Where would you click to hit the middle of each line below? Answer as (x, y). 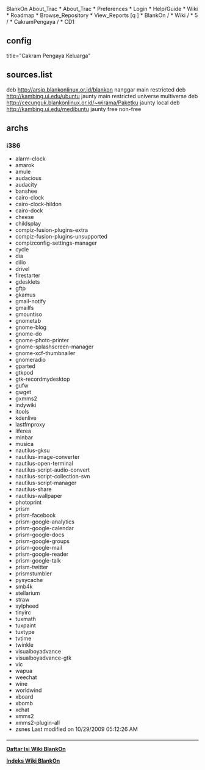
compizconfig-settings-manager (56, 243)
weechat (26, 677)
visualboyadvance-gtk (43, 658)
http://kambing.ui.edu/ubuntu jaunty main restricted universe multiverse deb (102, 96)
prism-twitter (32, 567)
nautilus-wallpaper (39, 496)
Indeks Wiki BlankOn (33, 761)
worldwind (28, 690)
